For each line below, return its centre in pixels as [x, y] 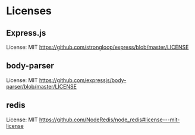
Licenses [29, 11]
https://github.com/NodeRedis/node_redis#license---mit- [109, 120]
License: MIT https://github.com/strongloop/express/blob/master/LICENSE [97, 47]
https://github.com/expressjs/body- [83, 80]
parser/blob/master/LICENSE [42, 86]
